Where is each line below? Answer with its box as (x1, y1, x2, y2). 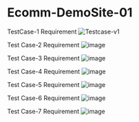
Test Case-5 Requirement (7, 80, 81, 88)
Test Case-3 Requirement (7, 53, 81, 62)
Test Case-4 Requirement (7, 67, 81, 75)
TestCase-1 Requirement (7, 27, 77, 36)
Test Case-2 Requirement (7, 40, 80, 49)
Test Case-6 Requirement (7, 94, 81, 102)
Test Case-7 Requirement (7, 107, 80, 115)
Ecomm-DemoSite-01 (7, 5, 133, 21)
